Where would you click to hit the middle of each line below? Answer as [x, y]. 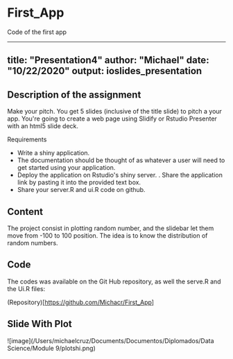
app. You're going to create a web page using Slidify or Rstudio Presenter [112, 119]
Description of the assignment [74, 95]
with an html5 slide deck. [43, 126]
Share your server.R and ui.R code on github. [81, 190]
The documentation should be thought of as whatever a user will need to [121, 160]
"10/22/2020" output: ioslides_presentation [105, 71]
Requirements [27, 139]
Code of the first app [37, 32]
